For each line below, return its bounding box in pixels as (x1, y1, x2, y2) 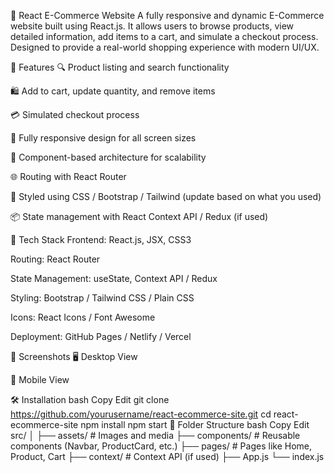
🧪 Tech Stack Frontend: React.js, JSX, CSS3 (10, 234, 192, 245)
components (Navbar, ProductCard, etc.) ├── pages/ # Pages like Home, (10, 440, 313, 452)
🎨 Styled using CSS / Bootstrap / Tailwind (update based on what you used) (10, 191, 322, 202)
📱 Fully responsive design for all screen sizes (10, 132, 197, 144)
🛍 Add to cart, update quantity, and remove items (10, 85, 216, 97)
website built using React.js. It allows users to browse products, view (10, 20, 295, 32)
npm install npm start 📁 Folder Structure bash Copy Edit (80, 419, 310, 430)
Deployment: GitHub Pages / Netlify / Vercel (10, 331, 192, 342)
